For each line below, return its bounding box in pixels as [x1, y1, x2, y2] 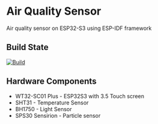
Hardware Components [6, 76, 97, 87]
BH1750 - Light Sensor [15, 105, 72, 112]
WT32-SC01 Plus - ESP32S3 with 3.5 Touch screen [15, 92, 145, 100]
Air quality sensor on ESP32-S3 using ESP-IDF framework [6, 24, 152, 32]
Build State [6, 42, 49, 53]
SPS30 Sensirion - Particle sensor [15, 112, 101, 119]
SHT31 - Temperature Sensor [15, 99, 89, 106]
